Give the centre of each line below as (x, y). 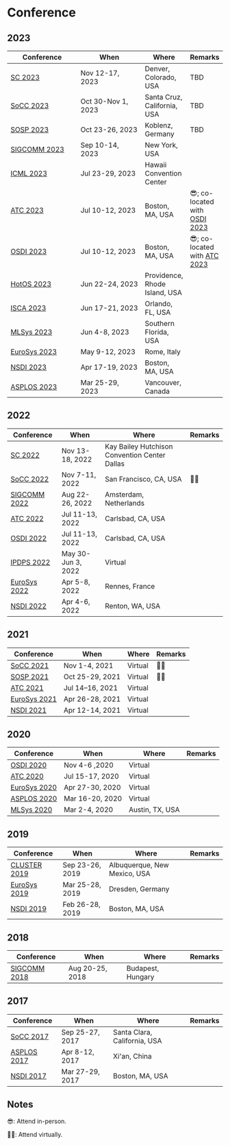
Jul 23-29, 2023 (108, 173)
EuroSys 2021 (34, 699)
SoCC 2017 (30, 1036)
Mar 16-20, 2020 (93, 799)
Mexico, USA (130, 874)
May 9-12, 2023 (108, 352)
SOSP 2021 (30, 676)
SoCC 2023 (30, 106)
